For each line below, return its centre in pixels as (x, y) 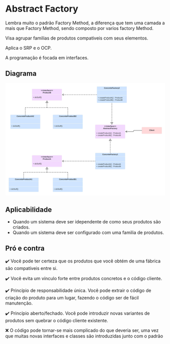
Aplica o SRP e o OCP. (29, 48)
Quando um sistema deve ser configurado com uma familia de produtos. (88, 232)
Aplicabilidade (29, 209)
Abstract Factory (42, 9)
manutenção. (19, 303)
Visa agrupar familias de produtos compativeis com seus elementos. (77, 38)
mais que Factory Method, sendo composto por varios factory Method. (79, 28)
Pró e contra (25, 249)
